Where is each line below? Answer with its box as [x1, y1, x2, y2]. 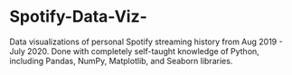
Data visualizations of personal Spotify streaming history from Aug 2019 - [9, 36, 283, 47]
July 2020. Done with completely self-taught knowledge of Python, [9, 45, 259, 56]
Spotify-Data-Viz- [9, 6, 147, 27]
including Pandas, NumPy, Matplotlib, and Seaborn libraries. [9, 55, 233, 66]
